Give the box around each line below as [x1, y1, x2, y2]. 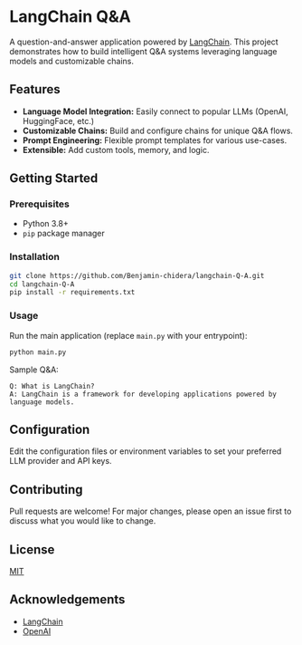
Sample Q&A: [9, 364, 59, 375]
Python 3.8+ [22, 218, 70, 229]
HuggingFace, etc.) [22, 115, 95, 126]
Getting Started [9, 170, 99, 187]
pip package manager [22, 228, 106, 239]
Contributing [9, 482, 83, 497]
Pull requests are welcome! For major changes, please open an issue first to [9, 505, 292, 517]
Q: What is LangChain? [9, 381, 95, 390]
